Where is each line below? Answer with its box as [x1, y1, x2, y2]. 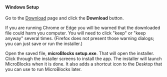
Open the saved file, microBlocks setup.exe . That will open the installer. [5, 50, 154, 56]
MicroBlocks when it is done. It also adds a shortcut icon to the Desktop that [5, 61, 162, 67]
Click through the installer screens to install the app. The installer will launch [5, 55, 162, 62]
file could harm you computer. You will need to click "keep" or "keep [5, 30, 146, 36]
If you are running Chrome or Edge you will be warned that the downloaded [5, 25, 160, 31]
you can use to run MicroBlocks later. [5, 66, 82, 72]
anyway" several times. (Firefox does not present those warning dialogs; [5, 35, 154, 41]
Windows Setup [5, 4, 39, 10]
